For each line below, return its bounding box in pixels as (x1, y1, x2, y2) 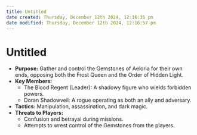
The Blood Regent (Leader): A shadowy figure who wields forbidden (23, 84, 192, 91)
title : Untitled (6, 8, 47, 15)
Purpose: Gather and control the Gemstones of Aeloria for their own (14, 65, 183, 72)
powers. (23, 90, 44, 98)
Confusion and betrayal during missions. (23, 115, 124, 123)
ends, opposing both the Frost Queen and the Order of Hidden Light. (14, 71, 183, 79)
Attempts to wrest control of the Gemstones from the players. (23, 122, 175, 129)
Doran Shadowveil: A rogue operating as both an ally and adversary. (23, 96, 192, 104)
